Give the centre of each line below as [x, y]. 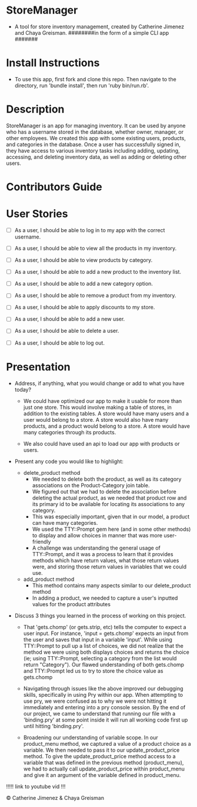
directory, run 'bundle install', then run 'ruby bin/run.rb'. [81, 85]
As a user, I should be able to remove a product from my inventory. [95, 296]
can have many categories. [65, 522]
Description [35, 109]
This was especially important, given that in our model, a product [111, 517]
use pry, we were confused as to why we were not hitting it [95, 701]
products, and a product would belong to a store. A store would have [106, 426]
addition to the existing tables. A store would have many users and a [106, 414]
